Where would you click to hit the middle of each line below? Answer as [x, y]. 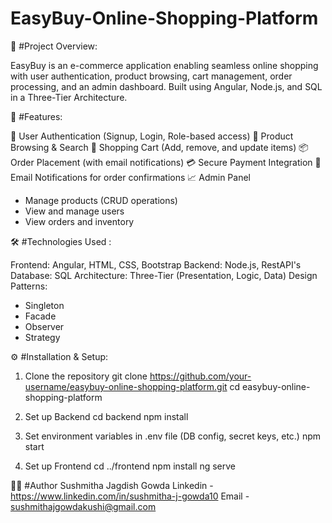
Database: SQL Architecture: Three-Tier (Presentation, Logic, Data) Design [164, 275]
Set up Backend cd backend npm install [106, 416]
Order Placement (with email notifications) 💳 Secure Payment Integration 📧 [166, 162]
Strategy [42, 337]
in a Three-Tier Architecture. [69, 97]
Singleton [44, 305]
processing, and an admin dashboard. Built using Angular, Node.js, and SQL [166, 86]
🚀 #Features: [36, 116]
